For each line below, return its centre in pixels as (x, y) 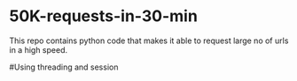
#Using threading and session (64, 67)
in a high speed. (39, 49)
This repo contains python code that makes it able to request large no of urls (149, 40)
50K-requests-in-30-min (103, 16)
